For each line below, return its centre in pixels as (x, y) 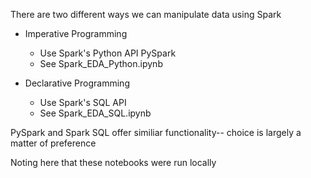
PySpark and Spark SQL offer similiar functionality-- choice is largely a (156, 132)
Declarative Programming (77, 83)
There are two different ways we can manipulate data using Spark (146, 14)
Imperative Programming (76, 33)
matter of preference (53, 143)
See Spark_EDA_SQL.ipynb (95, 113)
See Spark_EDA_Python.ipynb (101, 63)
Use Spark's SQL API (83, 102)
